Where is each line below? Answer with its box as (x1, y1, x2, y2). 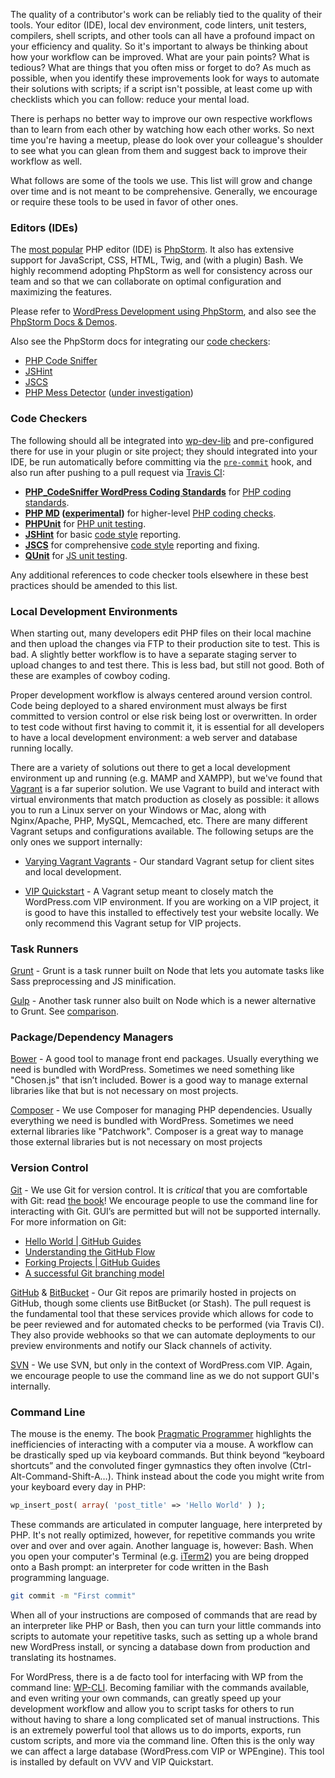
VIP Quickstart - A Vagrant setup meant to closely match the (24, 885, 274, 897)
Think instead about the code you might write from (115, 1470, 325, 1483)
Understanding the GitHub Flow (24, 1245, 156, 1258)
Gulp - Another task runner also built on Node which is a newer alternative (10, 995, 317, 1007)
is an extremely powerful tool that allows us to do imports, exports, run (10, 1724, 302, 1736)
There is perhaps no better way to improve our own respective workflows (10, 113, 313, 124)
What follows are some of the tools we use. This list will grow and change (10, 175, 313, 186)
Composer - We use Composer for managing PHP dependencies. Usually (10, 1104, 313, 1116)
